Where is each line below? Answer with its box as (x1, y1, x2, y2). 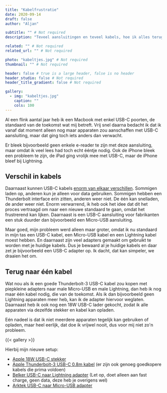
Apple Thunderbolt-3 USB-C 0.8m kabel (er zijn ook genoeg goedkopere (12, 361, 162, 368)
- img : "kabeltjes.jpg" (9, 94, 59, 99)
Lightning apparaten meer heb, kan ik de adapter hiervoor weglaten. (5, 297, 145, 303)
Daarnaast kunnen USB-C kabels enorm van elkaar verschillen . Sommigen (5, 185, 158, 191)
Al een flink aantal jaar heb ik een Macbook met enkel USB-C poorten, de (5, 116, 155, 122)
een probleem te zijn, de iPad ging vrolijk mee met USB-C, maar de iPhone (5, 153, 158, 158)
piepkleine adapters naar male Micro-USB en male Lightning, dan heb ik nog (5, 286, 162, 292)
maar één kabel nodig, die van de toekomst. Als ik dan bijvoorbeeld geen (5, 291, 155, 297)
